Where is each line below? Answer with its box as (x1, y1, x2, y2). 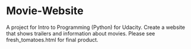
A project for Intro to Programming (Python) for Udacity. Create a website (6, 24, 186, 31)
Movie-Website (6, 4, 84, 18)
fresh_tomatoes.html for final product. (6, 36, 99, 43)
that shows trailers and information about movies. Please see (6, 30, 155, 37)
